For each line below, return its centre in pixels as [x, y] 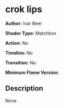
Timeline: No [19, 53]
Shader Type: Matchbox [31, 33]
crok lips [24, 9]
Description [24, 88]
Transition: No [21, 62]
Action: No [17, 43]
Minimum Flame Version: [32, 73]
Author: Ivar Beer [24, 23]
